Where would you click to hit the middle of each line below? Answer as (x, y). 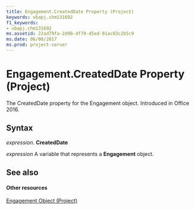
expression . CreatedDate (37, 142)
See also (22, 173)
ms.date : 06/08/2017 (32, 39)
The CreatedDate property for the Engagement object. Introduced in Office (98, 103)
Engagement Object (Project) (42, 201)
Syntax (20, 128)
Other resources (27, 187)
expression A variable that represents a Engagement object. (80, 154)
